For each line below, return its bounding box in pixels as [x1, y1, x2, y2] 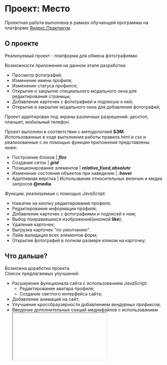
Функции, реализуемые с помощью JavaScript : [4, 190, 106, 196]
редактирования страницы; [11, 93, 71, 99]
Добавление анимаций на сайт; [11, 296, 80, 302]
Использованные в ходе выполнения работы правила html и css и [4, 133, 146, 140]
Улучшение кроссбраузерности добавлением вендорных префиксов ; [11, 301, 161, 307]
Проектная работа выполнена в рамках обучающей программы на [4, 19, 148, 25]
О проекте [4, 39, 38, 48]
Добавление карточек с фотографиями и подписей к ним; [11, 210, 136, 216]
